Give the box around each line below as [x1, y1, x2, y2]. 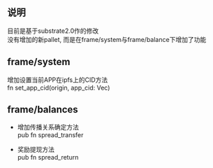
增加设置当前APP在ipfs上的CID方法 [7, 76, 108, 84]
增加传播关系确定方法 [17, 123, 79, 132]
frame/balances [7, 104, 78, 115]
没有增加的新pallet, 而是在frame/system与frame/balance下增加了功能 [7, 35, 207, 43]
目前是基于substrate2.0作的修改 [7, 27, 99, 35]
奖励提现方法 [17, 146, 54, 154]
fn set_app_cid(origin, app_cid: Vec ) [7, 83, 110, 92]
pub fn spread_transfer [17, 131, 84, 139]
